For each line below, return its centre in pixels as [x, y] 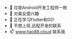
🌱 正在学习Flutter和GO [32, 19]
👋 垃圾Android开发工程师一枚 [38, 7]
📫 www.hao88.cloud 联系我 [37, 32]
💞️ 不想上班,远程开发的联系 [35, 26]
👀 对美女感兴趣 [24, 13]
